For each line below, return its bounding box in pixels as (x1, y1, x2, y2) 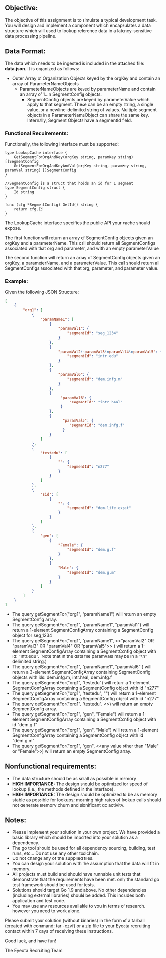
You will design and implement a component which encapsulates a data (5, 22, 151, 28)
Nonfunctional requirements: (5, 762, 97, 771)
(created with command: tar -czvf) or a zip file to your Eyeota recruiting (5, 923, 151, 929)
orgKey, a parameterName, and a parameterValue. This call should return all (5, 260, 160, 266)
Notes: (5, 816, 26, 825)
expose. (5, 225, 22, 231)
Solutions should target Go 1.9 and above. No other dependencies (12, 887, 147, 893)
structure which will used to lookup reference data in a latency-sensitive (5, 27, 152, 34)
